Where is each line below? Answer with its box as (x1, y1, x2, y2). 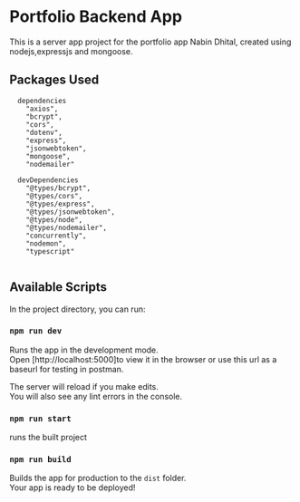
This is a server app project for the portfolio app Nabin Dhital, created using (9, 36, 292, 47)
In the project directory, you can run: (9, 304, 146, 314)
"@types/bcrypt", (25, 183, 92, 192)
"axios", (25, 104, 59, 113)
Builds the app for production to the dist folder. (9, 473, 187, 484)
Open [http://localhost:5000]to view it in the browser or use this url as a (9, 353, 277, 364)
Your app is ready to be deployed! (9, 482, 136, 493)
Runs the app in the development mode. (9, 344, 159, 355)
